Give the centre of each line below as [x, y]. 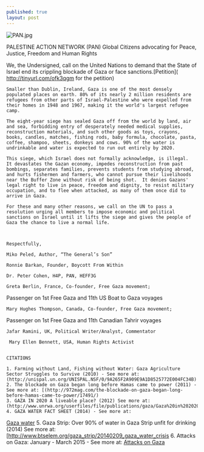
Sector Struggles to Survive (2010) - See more [68, 374]
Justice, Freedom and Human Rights [52, 53]
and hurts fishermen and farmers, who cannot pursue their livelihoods [99, 174]
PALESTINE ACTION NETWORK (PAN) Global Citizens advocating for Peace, [101, 47]
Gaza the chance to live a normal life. [58, 222]
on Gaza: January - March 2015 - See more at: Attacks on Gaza [86, 442]
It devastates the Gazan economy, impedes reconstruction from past [95, 164]
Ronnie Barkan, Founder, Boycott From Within [65, 265]
